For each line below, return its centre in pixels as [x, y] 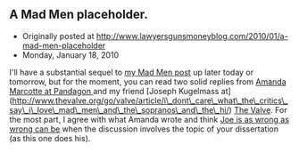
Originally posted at [58, 36]
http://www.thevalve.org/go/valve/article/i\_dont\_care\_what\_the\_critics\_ [150, 100]
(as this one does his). [50, 138]
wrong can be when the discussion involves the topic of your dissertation [144, 129]
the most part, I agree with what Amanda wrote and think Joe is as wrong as [149, 119]
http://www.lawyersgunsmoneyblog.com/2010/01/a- [192, 36]
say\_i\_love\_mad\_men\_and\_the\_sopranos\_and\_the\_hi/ [119, 109]
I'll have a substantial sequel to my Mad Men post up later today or [132, 72]
